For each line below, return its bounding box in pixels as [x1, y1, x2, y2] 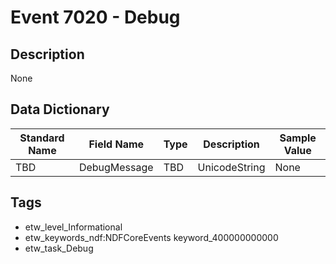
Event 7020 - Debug [10, 6, 181, 29]
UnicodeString [197, 160, 266, 174]
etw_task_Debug [24, 242, 94, 254]
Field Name [88, 137, 145, 151]
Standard [19, 131, 65, 145]
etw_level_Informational [24, 221, 123, 233]
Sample [279, 131, 317, 145]
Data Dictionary [10, 101, 110, 118]
